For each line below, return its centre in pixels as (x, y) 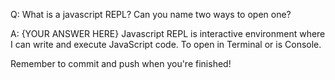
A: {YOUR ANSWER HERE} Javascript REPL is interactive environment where (168, 33)
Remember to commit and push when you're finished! (121, 63)
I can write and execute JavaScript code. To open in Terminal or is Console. (166, 44)
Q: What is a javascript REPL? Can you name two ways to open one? (151, 14)
